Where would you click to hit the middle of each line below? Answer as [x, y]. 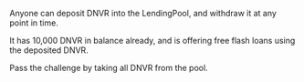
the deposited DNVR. [49, 50]
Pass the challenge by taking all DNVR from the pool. [109, 68]
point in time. [34, 23]
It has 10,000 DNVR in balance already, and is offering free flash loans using [152, 41]
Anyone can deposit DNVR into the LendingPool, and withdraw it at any [143, 13]
